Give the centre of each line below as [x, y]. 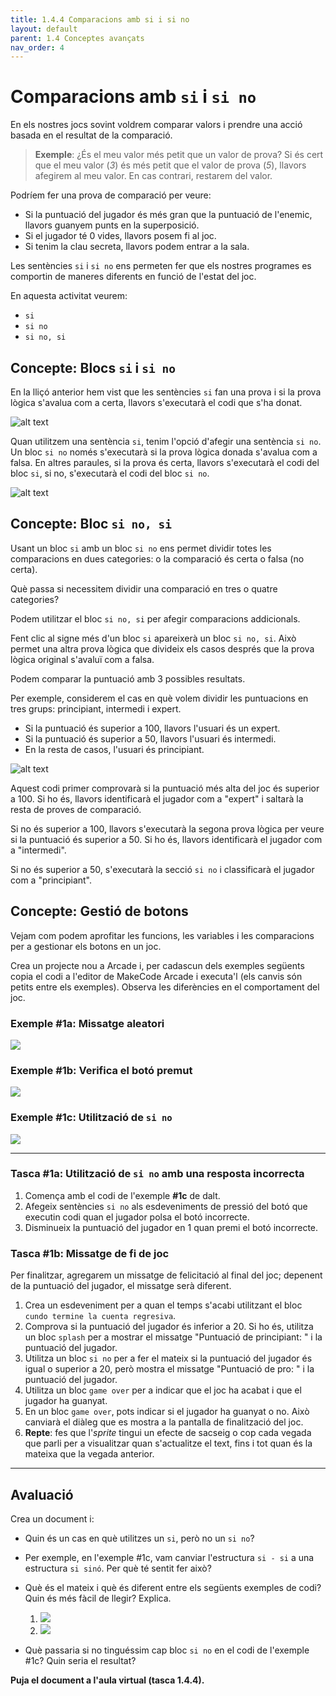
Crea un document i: [52, 1518]
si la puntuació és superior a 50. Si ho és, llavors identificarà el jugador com [166, 839]
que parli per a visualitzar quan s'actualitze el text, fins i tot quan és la [168, 1443]
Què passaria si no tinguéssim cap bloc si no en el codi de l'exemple [167, 1650]
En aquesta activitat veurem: [69, 296]
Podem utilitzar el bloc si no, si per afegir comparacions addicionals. [155, 618]
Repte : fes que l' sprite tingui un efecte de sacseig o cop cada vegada [168, 1433]
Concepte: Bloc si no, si [91, 524]
